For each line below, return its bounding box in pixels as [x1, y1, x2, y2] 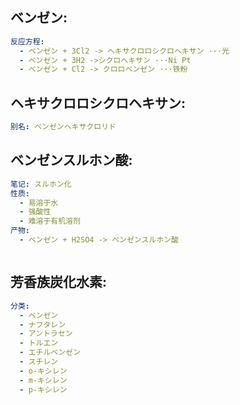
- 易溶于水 [19, 198, 59, 208]
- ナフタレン [19, 319, 67, 330]
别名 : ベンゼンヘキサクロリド [10, 122, 117, 132]
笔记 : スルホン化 [10, 179, 72, 189]
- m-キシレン [19, 375, 68, 385]
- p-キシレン [19, 384, 68, 395]
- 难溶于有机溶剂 [19, 216, 81, 227]
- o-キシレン [19, 366, 68, 376]
